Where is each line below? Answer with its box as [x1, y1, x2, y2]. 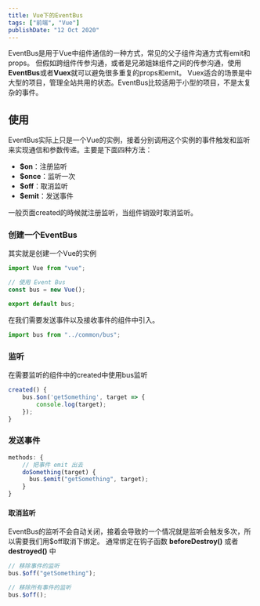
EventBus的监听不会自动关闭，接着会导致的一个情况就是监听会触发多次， [8, 527, 244, 536]
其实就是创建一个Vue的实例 [8, 249, 97, 258]
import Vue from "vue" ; [8, 265, 86, 272]
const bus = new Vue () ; [8, 286, 86, 294]
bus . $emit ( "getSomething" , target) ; [28, 476, 149, 484]
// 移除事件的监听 [8, 562, 60, 570]
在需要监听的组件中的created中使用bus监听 [8, 371, 148, 380]
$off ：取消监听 [19, 181, 69, 191]
